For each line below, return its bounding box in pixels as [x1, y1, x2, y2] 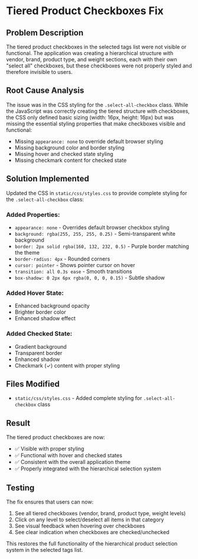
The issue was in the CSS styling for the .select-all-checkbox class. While [6, 101, 189, 108]
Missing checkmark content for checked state [14, 157, 127, 164]
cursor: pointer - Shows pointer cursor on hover [14, 261, 135, 268]
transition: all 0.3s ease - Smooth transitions [14, 268, 132, 275]
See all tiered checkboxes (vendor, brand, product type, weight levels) [14, 509, 186, 516]
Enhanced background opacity [14, 303, 90, 310]
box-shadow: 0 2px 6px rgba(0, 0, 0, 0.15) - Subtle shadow [14, 274, 165, 281]
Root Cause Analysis [6, 86, 85, 96]
